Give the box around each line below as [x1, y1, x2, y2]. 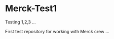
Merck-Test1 [5, 3, 57, 14]
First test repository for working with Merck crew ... [5, 28, 110, 34]
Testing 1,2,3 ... [5, 19, 36, 25]
